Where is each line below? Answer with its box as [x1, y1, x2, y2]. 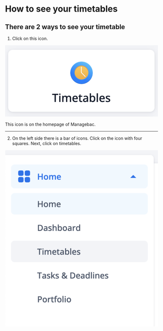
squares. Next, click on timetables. [12, 141, 81, 147]
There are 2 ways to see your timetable [5, 23, 125, 31]
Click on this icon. [12, 35, 48, 41]
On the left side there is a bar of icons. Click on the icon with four [12, 135, 142, 141]
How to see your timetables [5, 3, 118, 15]
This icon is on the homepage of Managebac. [5, 121, 96, 127]
